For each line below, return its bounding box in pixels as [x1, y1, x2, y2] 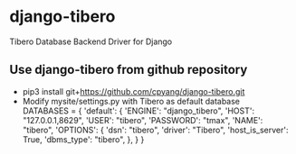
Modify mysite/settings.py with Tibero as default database [22, 95, 241, 106]
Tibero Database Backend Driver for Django [9, 36, 173, 47]
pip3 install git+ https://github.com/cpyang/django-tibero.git [22, 86, 245, 96]
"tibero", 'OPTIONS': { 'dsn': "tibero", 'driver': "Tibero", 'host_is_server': [22, 124, 289, 135]
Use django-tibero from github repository [9, 62, 248, 77]
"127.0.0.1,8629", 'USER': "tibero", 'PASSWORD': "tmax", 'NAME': [22, 114, 263, 125]
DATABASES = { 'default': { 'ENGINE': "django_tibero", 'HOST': [22, 105, 255, 116]
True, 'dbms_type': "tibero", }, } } [22, 133, 145, 145]
